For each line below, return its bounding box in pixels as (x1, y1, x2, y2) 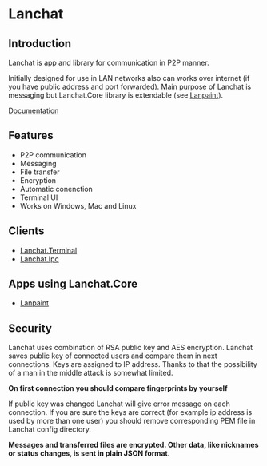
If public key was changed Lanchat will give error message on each (8, 399, 230, 408)
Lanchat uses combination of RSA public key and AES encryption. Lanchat (8, 343, 253, 352)
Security (8, 321, 52, 335)
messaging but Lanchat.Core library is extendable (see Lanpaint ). (8, 90, 224, 100)
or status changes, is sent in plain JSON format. (8, 448, 170, 458)
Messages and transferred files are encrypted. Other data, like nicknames (8, 440, 259, 450)
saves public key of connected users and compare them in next (8, 351, 217, 360)
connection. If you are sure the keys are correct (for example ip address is (8, 408, 253, 417)
